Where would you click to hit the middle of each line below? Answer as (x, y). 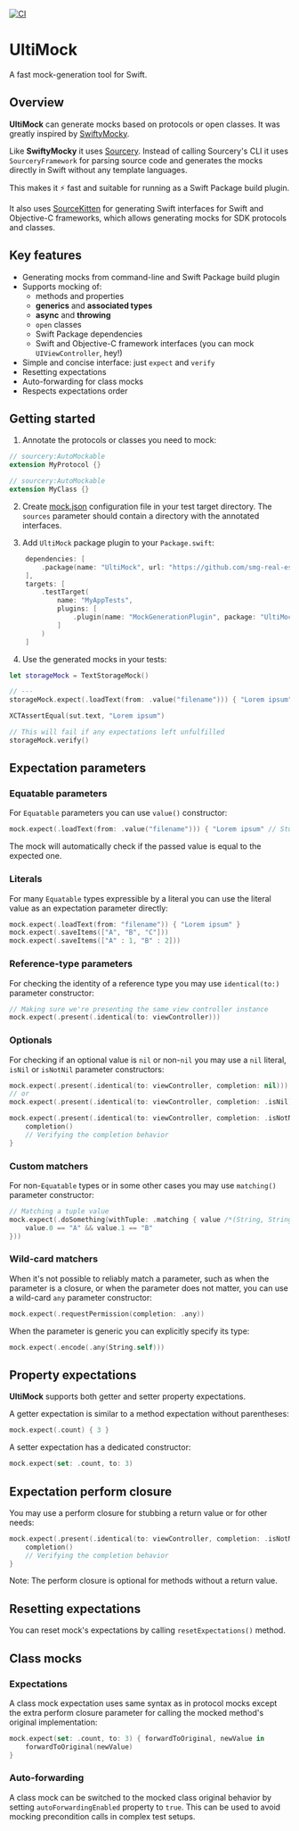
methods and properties (80, 295)
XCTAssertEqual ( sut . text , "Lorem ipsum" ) (87, 716)
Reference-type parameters (71, 964)
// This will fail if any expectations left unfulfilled (117, 732)
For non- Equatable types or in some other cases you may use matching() (143, 1186)
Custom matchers (49, 1166)
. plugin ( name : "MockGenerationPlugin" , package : (164, 617)
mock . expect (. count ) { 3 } (59, 1430)
